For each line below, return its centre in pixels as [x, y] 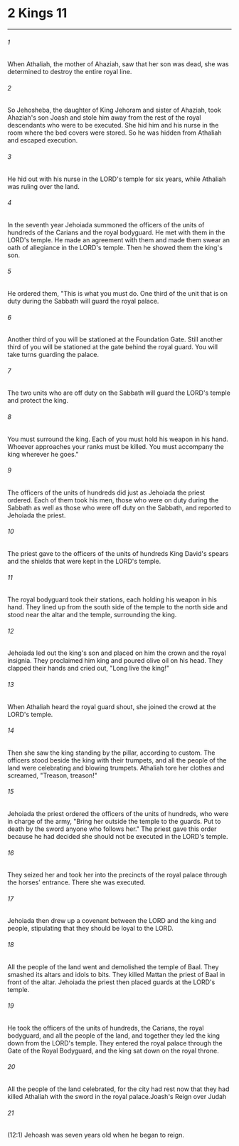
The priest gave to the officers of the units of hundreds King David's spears [118, 553]
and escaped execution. [43, 140]
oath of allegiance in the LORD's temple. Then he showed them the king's [115, 247]
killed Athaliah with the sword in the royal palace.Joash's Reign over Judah [117, 1096]
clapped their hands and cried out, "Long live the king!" [88, 668]
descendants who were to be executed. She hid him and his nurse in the [113, 125]
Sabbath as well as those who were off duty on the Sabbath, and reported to [119, 507]
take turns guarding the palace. [53, 355]
